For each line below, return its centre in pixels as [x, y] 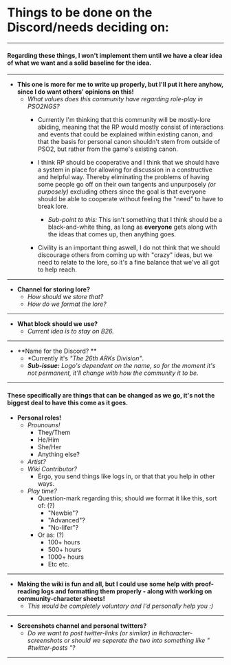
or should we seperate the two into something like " [137, 641]
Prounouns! [44, 425]
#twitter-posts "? [51, 648]
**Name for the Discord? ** [57, 351]
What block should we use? [57, 324]
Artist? [36, 462]
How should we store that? [65, 297]
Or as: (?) [51, 535]
